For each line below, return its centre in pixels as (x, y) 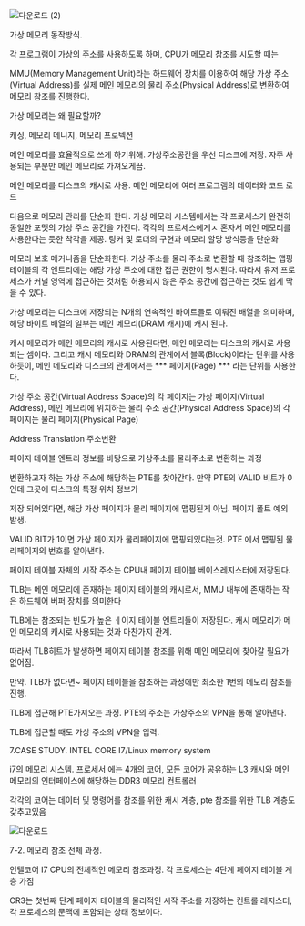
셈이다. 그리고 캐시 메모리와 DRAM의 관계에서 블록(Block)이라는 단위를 (152, 354)
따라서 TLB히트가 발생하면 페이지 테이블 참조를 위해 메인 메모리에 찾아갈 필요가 (149, 651)
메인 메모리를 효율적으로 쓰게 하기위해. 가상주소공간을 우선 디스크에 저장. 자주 (147, 154)
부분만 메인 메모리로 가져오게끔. (89, 166)
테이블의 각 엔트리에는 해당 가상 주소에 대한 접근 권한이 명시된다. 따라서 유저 (144, 270)
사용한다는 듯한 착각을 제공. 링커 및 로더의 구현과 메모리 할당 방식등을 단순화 (144, 239)
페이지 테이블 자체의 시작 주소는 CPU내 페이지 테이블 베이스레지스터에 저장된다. (150, 570)
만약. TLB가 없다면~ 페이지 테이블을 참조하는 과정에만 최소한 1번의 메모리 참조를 (151, 682)
